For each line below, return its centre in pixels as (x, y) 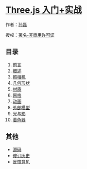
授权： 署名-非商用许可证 (30, 35)
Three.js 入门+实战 (44, 10)
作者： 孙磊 (16, 24)
